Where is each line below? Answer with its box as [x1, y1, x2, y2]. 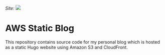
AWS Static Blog [5, 23, 74, 34]
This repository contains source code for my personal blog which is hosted [5, 39, 160, 45]
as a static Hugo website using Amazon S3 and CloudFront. [5, 44, 128, 50]
